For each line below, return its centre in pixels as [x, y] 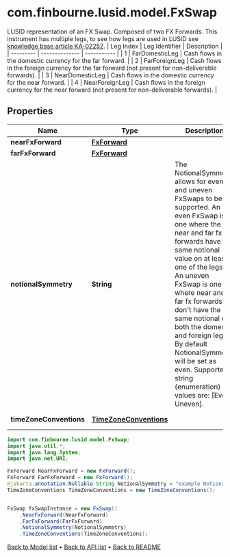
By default [191, 344]
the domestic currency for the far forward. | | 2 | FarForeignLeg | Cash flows [114, 60]
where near [193, 292]
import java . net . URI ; [38, 459]
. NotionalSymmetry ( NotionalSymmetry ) [73, 528]
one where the [197, 224]
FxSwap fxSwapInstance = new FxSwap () [62, 508]
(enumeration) [197, 387]
